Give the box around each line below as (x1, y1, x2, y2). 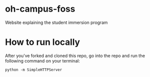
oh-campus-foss (5, 3, 76, 15)
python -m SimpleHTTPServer (5, 67, 63, 72)
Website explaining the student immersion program (5, 19, 108, 25)
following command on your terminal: (5, 58, 80, 64)
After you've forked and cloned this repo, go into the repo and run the (5, 53, 145, 58)
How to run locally (5, 37, 80, 48)
